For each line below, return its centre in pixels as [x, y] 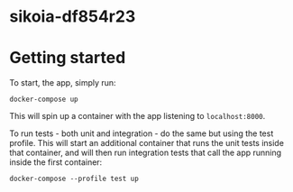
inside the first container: [56, 162]
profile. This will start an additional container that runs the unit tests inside [146, 143]
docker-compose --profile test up [74, 179]
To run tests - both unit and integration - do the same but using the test [142, 133]
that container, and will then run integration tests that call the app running [146, 153]
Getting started [68, 58]
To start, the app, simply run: [63, 83]
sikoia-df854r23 [73, 17]
